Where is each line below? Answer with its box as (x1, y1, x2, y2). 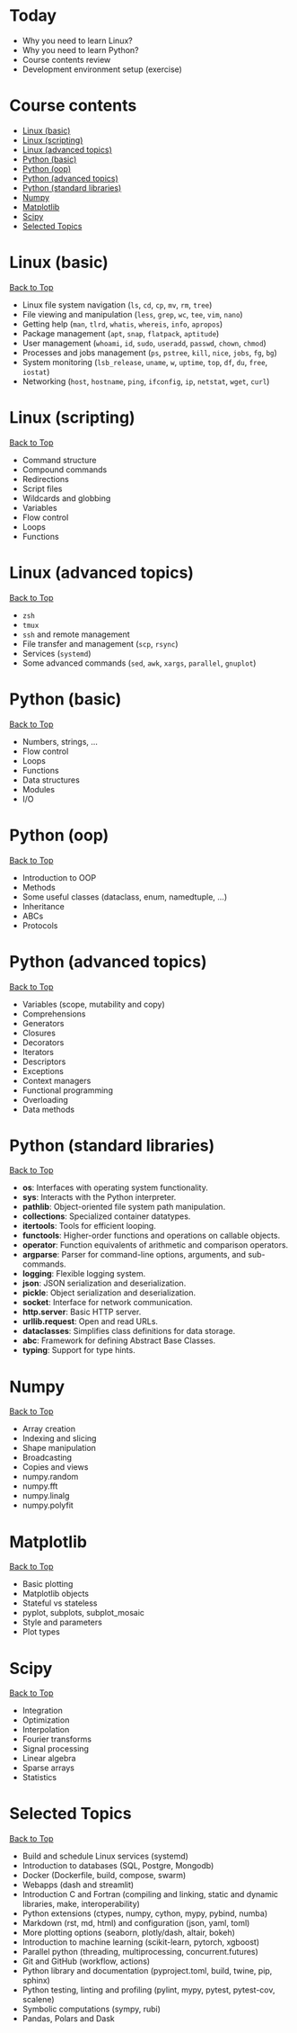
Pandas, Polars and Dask (22, 2013, 115, 2024)
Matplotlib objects (22, 1589, 90, 1599)
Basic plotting (22, 1579, 74, 1590)
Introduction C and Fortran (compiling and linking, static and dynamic (22, 1889, 279, 1900)
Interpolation (22, 1724, 70, 1735)
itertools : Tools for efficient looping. (22, 1221, 157, 1231)
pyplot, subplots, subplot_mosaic (22, 1608, 145, 1618)
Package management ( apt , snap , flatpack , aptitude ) (22, 327, 220, 338)
